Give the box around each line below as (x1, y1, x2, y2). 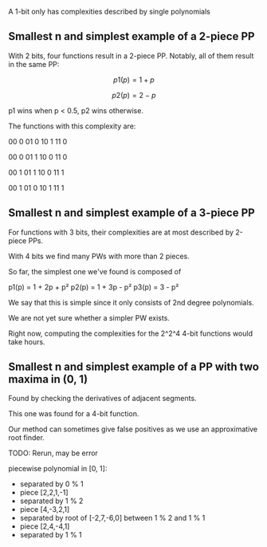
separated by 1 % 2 (19, 496, 84, 506)
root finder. (8, 433, 45, 443)
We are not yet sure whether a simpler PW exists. (8, 313, 170, 322)
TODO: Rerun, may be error (8, 448, 98, 458)
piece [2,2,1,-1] (19, 488, 69, 498)
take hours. (8, 336, 45, 346)
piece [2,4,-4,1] (19, 521, 70, 531)
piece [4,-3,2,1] (19, 505, 70, 514)
